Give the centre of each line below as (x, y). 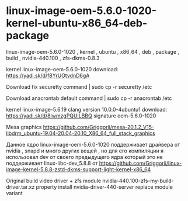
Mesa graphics (24, 127)
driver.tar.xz (20, 187)
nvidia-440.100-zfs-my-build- (138, 181)
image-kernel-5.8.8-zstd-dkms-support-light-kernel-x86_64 (79, 169)
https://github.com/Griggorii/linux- (140, 163)
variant (15, 193)
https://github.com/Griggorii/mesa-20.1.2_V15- (99, 127)
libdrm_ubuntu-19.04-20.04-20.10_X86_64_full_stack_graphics (81, 133)
